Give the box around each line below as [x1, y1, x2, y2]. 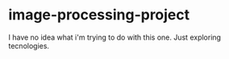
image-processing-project [8, 6, 190, 24]
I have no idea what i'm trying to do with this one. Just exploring [8, 32, 222, 42]
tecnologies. [8, 40, 50, 50]
